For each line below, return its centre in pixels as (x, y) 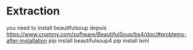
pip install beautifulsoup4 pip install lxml (99, 40)
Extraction (33, 11)
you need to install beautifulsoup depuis (57, 28)
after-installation (27, 40)
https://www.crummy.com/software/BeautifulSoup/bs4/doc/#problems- (96, 34)
